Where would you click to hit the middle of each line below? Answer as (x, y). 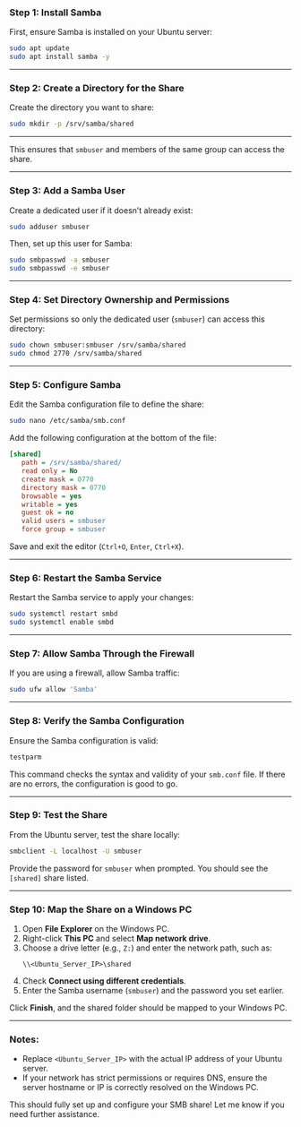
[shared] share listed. (49, 878)
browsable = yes (52, 496)
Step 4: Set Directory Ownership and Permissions (120, 300)
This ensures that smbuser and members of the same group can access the (147, 150)
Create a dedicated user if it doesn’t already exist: (101, 210)
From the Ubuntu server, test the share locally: (95, 834)
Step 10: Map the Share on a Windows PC (101, 909)
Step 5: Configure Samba (65, 385)
